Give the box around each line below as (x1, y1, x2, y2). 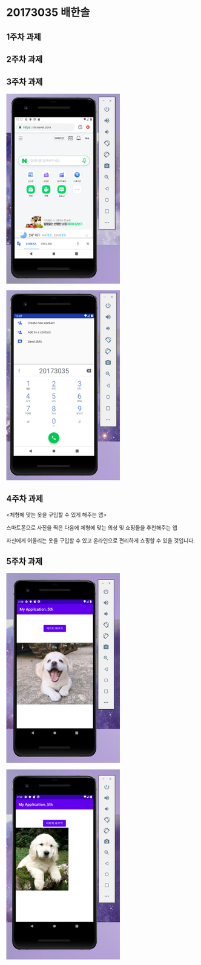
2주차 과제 (6, 54, 43, 64)
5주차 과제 (6, 556, 43, 566)
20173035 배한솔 (6, 5, 90, 19)
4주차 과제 (6, 494, 44, 504)
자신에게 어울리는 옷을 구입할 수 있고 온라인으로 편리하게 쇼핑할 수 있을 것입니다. (6, 536, 196, 544)
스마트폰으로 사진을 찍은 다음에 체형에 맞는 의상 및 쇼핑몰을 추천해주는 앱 (6, 524, 177, 531)
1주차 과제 (6, 32, 41, 42)
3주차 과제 (6, 77, 43, 87)
